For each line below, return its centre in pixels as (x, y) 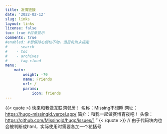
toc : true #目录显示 (25, 33)
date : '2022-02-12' (25, 14)
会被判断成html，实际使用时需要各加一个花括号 (53, 127)
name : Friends (38, 79)
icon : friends (46, 93)
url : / (30, 84)
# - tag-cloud (23, 61)
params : (31, 88)
